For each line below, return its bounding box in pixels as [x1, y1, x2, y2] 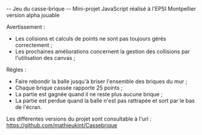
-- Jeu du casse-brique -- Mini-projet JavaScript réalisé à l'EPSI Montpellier [6, 5, 197, 12]
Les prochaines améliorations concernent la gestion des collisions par [15, 48, 190, 55]
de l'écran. [15, 104, 42, 111]
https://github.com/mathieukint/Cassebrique [6, 122, 118, 129]
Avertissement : [6, 24, 45, 30]
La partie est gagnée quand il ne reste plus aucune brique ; [15, 91, 163, 97]
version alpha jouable [6, 12, 60, 19]
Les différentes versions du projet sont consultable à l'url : [6, 115, 152, 122]
